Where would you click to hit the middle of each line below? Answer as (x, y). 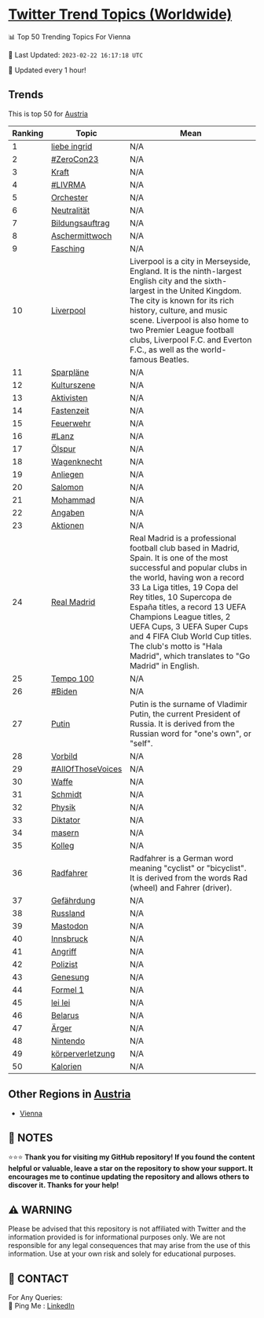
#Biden (64, 691)
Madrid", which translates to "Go (189, 656)
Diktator (66, 820)
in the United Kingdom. (199, 291)
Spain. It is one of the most (179, 558)
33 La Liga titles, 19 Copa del (183, 587)
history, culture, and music (178, 310)
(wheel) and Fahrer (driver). (181, 888)
